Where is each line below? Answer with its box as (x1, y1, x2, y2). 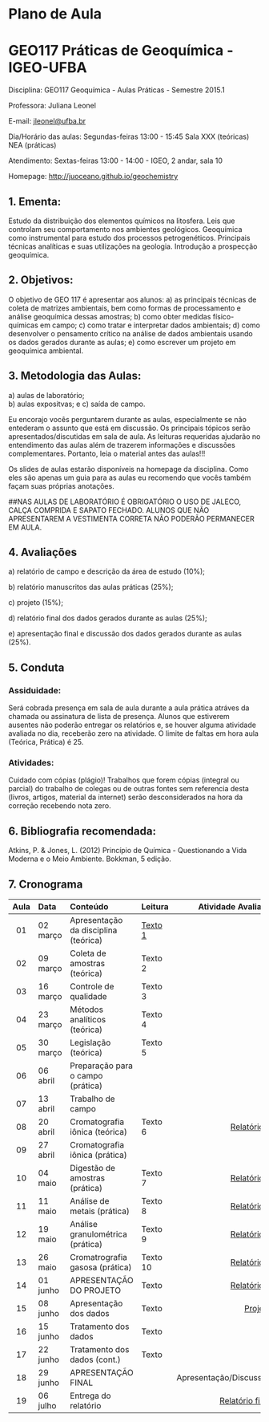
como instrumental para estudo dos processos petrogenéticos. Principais (8, 233, 251, 242)
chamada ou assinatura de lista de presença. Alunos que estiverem (8, 712, 230, 721)
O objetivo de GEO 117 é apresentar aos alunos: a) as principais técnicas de (8, 295, 257, 304)
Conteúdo (70, 900, 109, 912)
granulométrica (70, 1229, 128, 1240)
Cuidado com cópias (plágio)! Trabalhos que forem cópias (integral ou (8, 775, 240, 785)
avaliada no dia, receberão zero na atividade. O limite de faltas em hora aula (8, 729, 259, 738)
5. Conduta (8, 660, 65, 674)
